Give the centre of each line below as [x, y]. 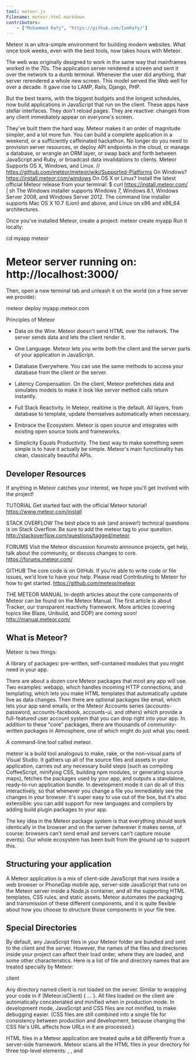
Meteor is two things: [32, 652]
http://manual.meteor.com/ [38, 619]
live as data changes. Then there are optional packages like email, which [94, 699]
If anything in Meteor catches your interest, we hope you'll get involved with [97, 488]
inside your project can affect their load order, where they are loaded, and [95, 954]
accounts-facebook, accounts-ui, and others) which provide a [107, 712]
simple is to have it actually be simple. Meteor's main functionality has [99, 449]
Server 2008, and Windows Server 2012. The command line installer [88, 197]
